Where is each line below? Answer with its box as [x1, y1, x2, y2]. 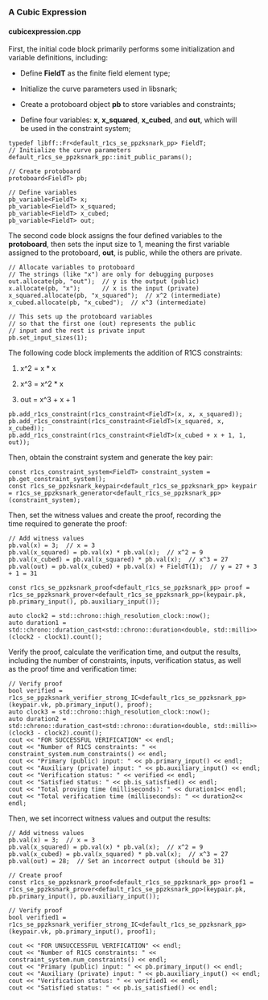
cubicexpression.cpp [8, 27, 81, 36]
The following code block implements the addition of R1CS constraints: [8, 348, 243, 358]
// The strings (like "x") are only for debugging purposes [8, 270, 215, 279]
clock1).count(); [43, 633, 103, 641]
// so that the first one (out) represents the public [8, 320, 196, 328]
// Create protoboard [8, 167, 81, 175]
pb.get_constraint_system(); [8, 475, 106, 484]
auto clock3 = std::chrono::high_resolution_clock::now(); [8, 708, 211, 716]
